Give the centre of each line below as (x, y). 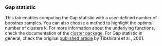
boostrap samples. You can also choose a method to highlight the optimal (79, 23)
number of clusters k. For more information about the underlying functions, (80, 28)
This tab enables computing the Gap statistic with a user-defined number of (81, 18)
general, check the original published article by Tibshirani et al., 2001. (75, 38)
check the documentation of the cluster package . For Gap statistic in (74, 33)
